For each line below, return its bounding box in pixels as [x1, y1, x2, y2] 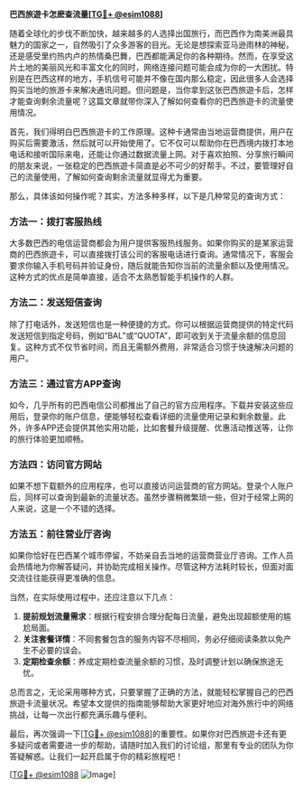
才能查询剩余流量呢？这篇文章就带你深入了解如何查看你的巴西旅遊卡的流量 [9, 96, 286, 107]
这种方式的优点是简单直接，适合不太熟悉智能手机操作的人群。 [9, 271, 239, 283]
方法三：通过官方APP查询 [9, 377, 122, 390]
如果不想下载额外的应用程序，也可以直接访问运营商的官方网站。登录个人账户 [9, 481, 294, 492]
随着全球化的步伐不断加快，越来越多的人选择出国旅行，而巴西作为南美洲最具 [9, 28, 294, 39]
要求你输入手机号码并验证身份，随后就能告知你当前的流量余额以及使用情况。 [9, 260, 294, 271]
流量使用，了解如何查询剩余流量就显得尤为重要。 [24, 172, 207, 182]
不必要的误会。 [30, 645, 87, 656]
